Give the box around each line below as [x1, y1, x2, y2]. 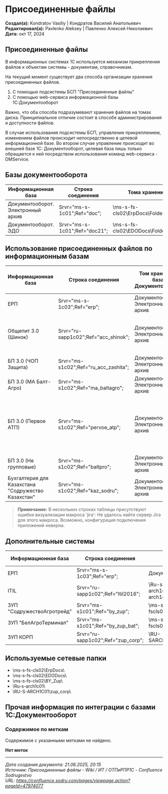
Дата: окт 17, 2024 [5, 31, 44, 37]
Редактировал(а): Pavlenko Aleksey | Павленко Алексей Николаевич [5, 25, 153, 31]
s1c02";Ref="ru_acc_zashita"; [58, 364, 129, 371]
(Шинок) [7, 334, 28, 341]
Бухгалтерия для [7, 475, 49, 482]
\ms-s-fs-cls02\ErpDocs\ [12, 667, 65, 673]
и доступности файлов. [5, 119, 55, 126]
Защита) [7, 364, 28, 371]
